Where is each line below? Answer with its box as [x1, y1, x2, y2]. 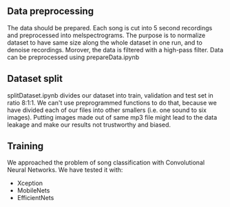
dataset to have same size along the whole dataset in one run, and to [7, 38, 203, 47]
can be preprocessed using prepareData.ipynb [7, 53, 140, 61]
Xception [17, 179, 43, 188]
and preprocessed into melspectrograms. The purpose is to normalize [7, 31, 206, 39]
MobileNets [17, 186, 50, 195]
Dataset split [7, 73, 63, 85]
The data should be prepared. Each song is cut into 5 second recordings [7, 23, 213, 32]
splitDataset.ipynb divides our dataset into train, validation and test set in [7, 91, 213, 99]
